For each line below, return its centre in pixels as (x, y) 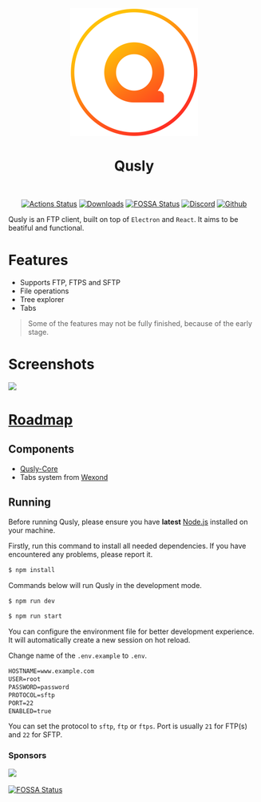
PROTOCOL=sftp (32, 695)
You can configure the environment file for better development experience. (131, 631)
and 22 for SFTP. (36, 735)
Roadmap (41, 420)
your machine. (32, 530)
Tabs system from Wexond (64, 477)
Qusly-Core (39, 469)
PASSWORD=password (39, 687)
